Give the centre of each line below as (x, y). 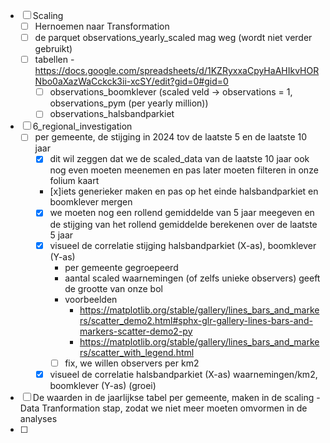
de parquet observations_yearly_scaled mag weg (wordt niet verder (173, 38)
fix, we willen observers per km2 (132, 363)
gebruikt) (53, 49)
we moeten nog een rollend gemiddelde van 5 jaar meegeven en (182, 213)
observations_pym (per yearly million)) (129, 103)
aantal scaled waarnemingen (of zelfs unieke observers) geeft (192, 278)
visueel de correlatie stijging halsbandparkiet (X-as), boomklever (183, 245)
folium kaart (74, 181)
